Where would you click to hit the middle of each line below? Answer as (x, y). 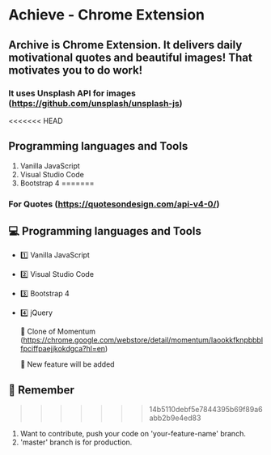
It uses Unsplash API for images (72, 93)
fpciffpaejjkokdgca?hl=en (63, 349)
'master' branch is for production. (76, 442)
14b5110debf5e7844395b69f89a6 (206, 410)
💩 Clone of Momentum (57, 332)
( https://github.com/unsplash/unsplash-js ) (95, 103)
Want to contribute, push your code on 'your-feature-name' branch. (133, 434)
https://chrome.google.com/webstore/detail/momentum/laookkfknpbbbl (143, 340)
